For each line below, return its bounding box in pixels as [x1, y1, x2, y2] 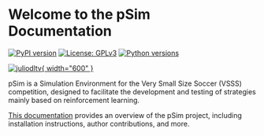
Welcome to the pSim [8, 6, 151, 24]
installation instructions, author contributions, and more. [8, 119, 190, 128]
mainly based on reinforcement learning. [8, 95, 140, 105]
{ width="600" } [41, 63, 94, 72]
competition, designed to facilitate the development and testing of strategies [8, 86, 256, 96]
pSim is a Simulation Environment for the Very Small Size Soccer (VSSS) [8, 79, 243, 88]
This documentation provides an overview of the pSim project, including [8, 110, 242, 119]
